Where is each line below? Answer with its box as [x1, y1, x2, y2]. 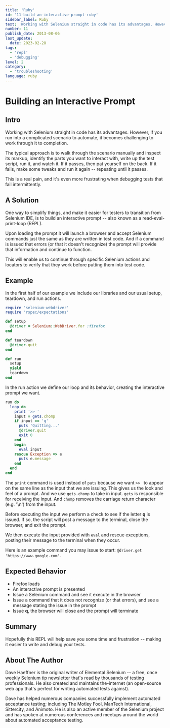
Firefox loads [12, 581, 40, 587]
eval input [18, 447, 42, 452]
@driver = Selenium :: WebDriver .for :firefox [10, 324, 105, 329]
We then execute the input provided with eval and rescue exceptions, [5, 532, 150, 538]
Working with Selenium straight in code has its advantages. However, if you [5, 129, 163, 135]
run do [5, 400, 19, 405]
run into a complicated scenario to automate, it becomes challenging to [5, 134, 154, 140]
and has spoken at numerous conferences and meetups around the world [5, 712, 158, 718]
